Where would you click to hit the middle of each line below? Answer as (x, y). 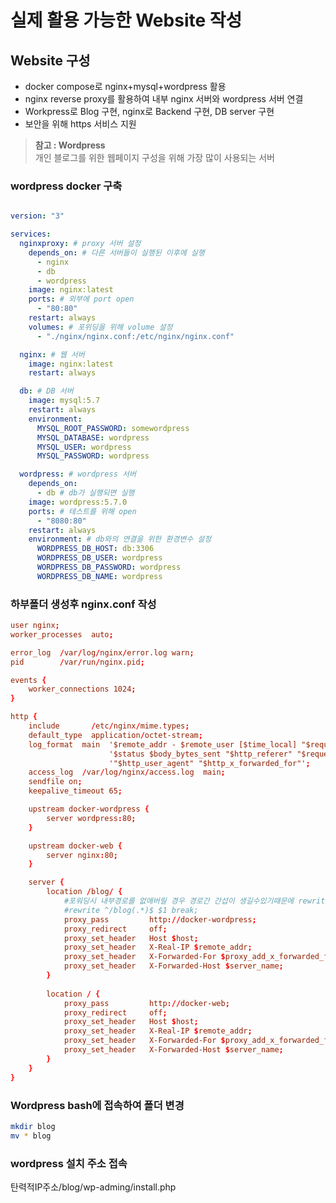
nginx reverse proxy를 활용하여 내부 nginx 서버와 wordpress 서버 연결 (164, 99)
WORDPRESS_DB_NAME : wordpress (99, 576)
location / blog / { (84, 892)
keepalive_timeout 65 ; (75, 791)
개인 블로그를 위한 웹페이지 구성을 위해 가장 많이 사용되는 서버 (154, 157)
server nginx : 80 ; (82, 855)
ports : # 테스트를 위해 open (82, 511)
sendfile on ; (55, 782)
